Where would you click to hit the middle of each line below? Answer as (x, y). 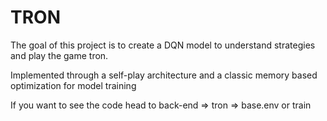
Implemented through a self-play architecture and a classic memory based (164, 75)
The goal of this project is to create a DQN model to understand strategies (163, 45)
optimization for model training (73, 85)
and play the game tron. (59, 55)
